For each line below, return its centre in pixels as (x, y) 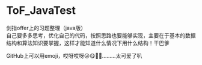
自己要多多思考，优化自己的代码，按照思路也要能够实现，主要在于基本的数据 (101, 35)
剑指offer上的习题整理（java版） (46, 28)
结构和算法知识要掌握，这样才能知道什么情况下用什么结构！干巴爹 (88, 43)
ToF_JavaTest (41, 11)
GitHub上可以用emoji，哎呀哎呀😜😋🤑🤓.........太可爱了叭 (74, 55)
